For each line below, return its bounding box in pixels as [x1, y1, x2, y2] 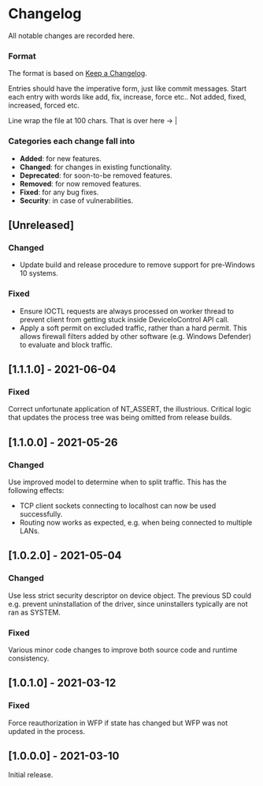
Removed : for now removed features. [19, 179, 142, 188]
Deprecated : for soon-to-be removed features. [19, 171, 172, 180]
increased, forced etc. [8, 100, 80, 111]
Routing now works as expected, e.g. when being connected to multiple [19, 517, 253, 527]
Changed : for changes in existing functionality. [19, 162, 172, 171]
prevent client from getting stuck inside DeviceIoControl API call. [19, 314, 230, 324]
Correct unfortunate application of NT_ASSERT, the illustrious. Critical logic [8, 404, 252, 414]
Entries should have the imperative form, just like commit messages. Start [8, 84, 246, 93]
